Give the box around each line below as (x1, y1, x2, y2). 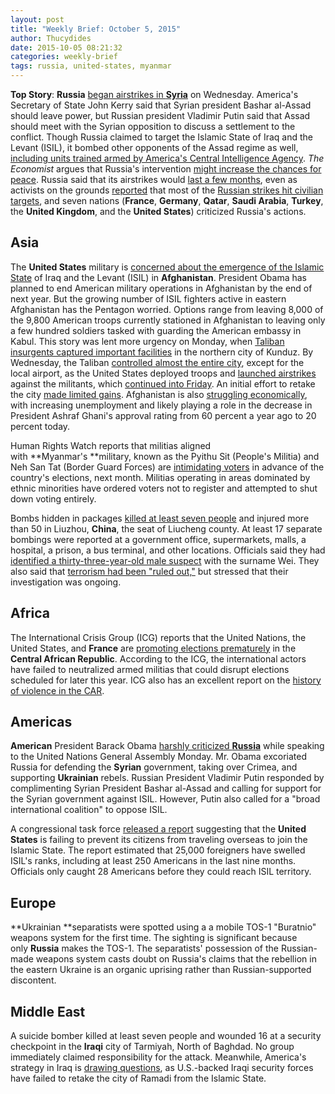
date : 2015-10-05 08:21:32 (10, 42, 123, 53)
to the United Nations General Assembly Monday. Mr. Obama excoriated (10, 751, 308, 763)
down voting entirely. (10, 492, 97, 505)
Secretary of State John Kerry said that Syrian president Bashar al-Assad (10, 99, 312, 111)
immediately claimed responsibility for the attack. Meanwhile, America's (10, 1051, 307, 1063)
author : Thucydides (10, 33, 92, 43)
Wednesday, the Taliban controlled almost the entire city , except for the (10, 356, 305, 368)
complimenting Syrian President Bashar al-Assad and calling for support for (10, 782, 322, 795)
